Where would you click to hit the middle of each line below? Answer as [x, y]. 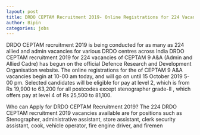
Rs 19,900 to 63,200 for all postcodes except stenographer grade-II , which [99, 89]
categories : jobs [28, 28]
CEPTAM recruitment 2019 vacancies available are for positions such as [94, 113]
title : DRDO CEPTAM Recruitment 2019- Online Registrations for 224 [93, 17]
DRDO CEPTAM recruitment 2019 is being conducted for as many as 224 [95, 45]
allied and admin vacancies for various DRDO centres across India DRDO [95, 52]
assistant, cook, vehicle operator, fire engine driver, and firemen [85, 126]
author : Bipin [24, 22]
